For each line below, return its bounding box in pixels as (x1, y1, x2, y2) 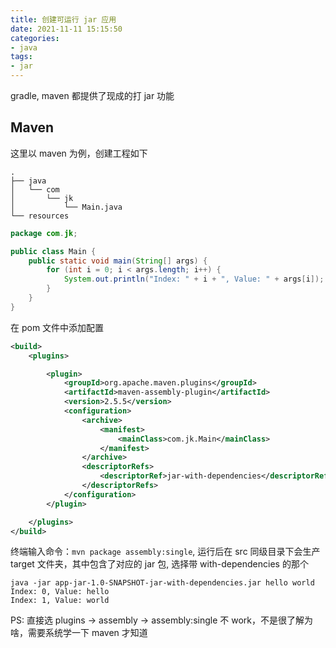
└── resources (10, 211, 70, 221)
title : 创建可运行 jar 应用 (10, 14, 117, 25)
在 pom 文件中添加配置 (10, 321, 105, 333)
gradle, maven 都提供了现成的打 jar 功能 (10, 90, 175, 101)
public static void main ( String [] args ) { (28, 256, 208, 266)
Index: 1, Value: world (10, 596, 110, 606)
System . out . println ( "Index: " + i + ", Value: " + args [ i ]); (63, 274, 325, 285)
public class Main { (10, 246, 97, 256)
